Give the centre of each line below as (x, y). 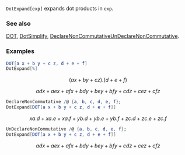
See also (18, 23)
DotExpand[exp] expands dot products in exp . (60, 8)
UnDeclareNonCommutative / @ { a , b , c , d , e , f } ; (66, 129)
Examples (20, 51)
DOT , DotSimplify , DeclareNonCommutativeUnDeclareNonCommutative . (93, 36)
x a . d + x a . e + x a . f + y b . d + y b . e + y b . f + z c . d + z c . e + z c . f (98, 118)
